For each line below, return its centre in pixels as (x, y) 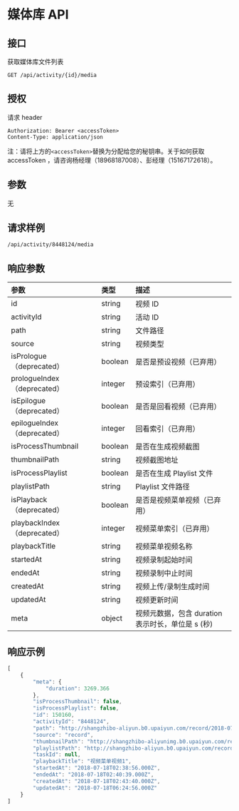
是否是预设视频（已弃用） (179, 362)
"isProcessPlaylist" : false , (76, 708)
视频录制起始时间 (164, 560)
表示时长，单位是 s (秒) (174, 624)
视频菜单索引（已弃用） (175, 529)
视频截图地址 (157, 460)
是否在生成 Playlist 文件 (174, 474)
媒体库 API (38, 15)
